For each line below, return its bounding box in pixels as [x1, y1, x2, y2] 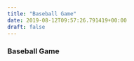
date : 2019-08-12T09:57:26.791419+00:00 [7, 17, 128, 24]
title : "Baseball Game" [7, 10, 77, 18]
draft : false [7, 23, 46, 30]
